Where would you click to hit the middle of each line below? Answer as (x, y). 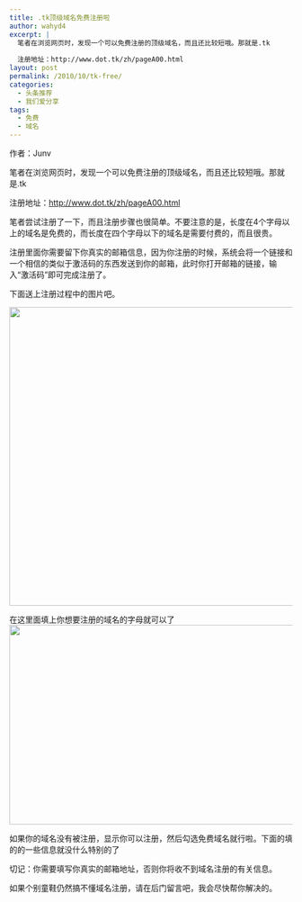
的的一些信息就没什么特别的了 (64, 850)
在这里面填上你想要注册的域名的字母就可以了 (92, 619)
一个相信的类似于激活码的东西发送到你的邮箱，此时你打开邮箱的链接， (139, 263)
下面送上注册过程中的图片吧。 (64, 294)
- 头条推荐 (35, 93)
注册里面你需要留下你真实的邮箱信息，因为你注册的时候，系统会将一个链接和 (151, 252)
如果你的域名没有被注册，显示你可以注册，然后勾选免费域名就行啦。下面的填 (151, 839)
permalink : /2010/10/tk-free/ (66, 77)
